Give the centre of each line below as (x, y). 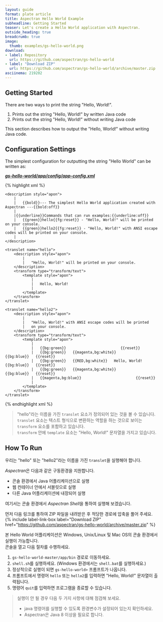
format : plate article (28, 14)
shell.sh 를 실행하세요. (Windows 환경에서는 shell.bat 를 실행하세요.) (79, 563)
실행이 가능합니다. (22, 541)
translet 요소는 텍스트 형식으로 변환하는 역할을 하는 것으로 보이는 (80, 420)
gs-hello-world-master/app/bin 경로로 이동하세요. (61, 558)
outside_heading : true (28, 32)
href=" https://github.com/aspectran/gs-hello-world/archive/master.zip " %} (80, 525)
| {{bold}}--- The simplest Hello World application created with (85, 203)
